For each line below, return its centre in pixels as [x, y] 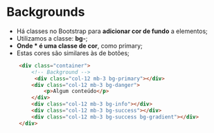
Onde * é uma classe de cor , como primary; [80, 45]
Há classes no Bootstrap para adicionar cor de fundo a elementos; [112, 31]
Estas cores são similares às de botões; [73, 53]
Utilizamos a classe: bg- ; [52, 38]
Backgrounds [46, 12]
